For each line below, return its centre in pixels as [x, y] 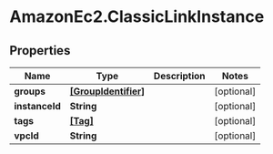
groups [30, 91]
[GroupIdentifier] [107, 91]
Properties [40, 51]
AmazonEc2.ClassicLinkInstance [137, 17]
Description [180, 76]
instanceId [37, 106]
